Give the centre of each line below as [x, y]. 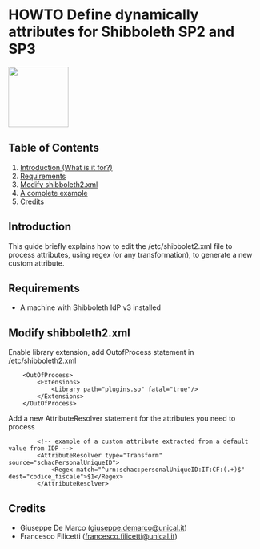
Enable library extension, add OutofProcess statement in [101, 352]
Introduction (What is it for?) [66, 167]
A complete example [54, 193]
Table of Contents [54, 148]
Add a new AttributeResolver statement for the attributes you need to [122, 418]
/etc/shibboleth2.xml [42, 361]
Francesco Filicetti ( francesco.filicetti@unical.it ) [98, 536]
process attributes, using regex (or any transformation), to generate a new [130, 254]
